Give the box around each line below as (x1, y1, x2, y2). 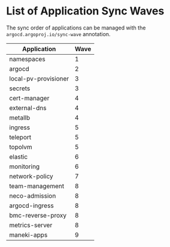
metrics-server (9, 221, 53, 229)
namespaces (9, 55, 46, 63)
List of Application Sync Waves (6, 4, 165, 18)
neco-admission (9, 191, 56, 200)
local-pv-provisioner (9, 74, 69, 82)
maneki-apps (9, 230, 48, 239)
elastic (9, 152, 28, 160)
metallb (9, 113, 31, 121)
